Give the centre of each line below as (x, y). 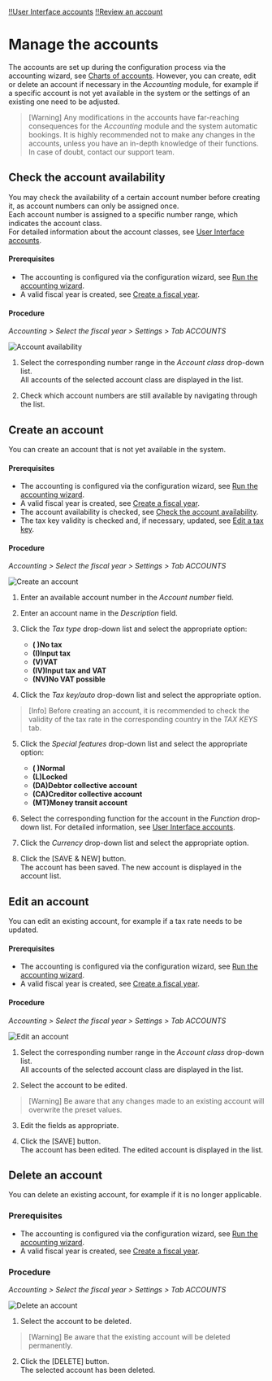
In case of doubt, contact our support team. (101, 152)
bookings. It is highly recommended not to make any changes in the (142, 134)
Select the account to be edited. (74, 1085)
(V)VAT (45, 662)
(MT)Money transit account (80, 803)
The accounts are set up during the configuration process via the (117, 67)
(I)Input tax (52, 653)
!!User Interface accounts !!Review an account (86, 12)
